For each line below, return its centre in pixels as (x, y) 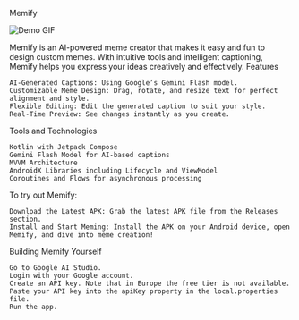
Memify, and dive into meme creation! (81, 235)
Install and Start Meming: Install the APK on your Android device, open (150, 227)
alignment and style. (50, 98)
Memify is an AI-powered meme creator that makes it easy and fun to (137, 47)
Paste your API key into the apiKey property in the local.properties (144, 291)
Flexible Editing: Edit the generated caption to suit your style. (138, 106)
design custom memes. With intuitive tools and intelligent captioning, (136, 57)
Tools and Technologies (53, 131)
